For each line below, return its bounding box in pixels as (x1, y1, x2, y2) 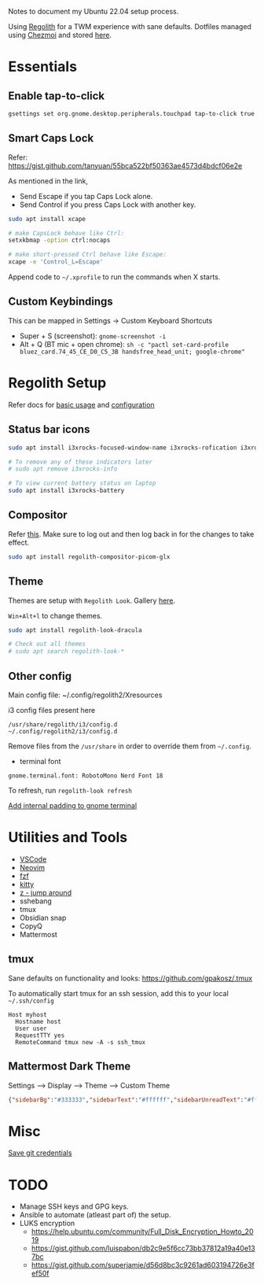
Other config (8, 669, 72, 683)
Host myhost (8, 1010, 47, 1018)
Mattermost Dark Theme (8, 1060, 131, 1073)
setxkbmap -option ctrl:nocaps (8, 236, 111, 245)
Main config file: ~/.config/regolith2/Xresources (8, 690, 163, 700)
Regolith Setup (8, 374, 107, 392)
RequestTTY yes (15, 1031, 65, 1039)
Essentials (8, 58, 77, 76)
